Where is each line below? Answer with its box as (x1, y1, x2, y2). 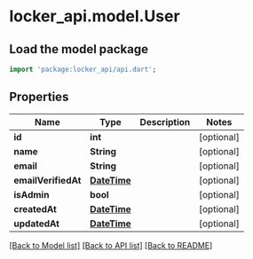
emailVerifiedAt (13, 174, 82, 186)
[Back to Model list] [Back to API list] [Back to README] (9, 239, 213, 250)
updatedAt (13, 217, 60, 230)
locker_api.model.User (9, 6, 180, 27)
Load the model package (9, 42, 149, 57)
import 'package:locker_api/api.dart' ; (9, 65, 157, 74)
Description (139, 115, 191, 128)
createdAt (13, 202, 58, 215)
